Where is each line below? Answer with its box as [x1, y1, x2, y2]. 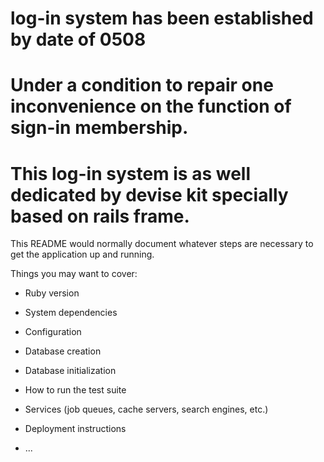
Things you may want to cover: [10, 268, 138, 280]
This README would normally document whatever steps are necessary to [10, 238, 314, 250]
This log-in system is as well [10, 162, 252, 185]
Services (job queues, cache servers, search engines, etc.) [24, 403, 269, 416]
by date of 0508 [10, 28, 147, 51]
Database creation [24, 345, 102, 357]
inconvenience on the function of [10, 95, 292, 118]
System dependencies [24, 307, 118, 319]
